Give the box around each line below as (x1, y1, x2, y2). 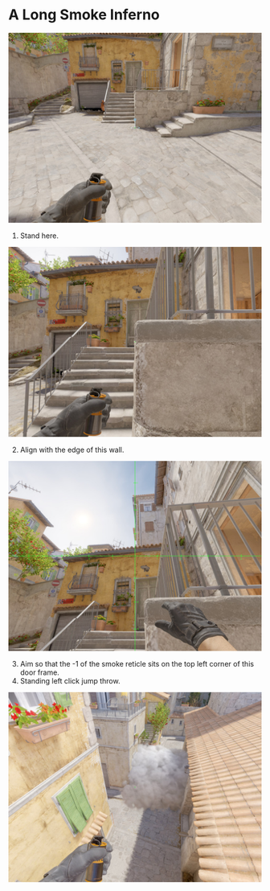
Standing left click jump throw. (19, 675, 121, 685)
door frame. (19, 667, 60, 677)
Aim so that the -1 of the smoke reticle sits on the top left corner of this (19, 659, 255, 668)
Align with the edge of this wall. (19, 445, 125, 454)
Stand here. (19, 231, 59, 240)
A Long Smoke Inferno (8, 6, 160, 24)
